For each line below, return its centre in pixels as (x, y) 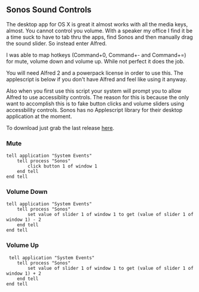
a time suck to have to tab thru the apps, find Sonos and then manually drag (99, 37)
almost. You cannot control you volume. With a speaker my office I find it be (99, 31)
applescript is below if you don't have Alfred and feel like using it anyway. (97, 79)
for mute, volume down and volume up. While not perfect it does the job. (95, 61)
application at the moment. (39, 116)
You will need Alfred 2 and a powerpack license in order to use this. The (95, 73)
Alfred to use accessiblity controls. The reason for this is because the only (98, 97)
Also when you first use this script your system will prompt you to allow (94, 91)
